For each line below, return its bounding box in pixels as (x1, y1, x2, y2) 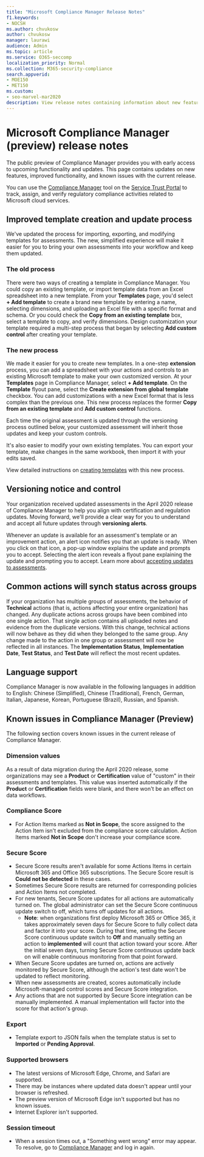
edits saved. (6, 455, 37, 462)
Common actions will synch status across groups (6, 581, 197, 592)
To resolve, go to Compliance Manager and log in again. (15, 1144, 155, 1151)
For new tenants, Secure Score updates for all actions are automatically (15, 895, 194, 902)
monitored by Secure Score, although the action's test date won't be (15, 966, 186, 974)
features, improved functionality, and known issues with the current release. (6, 172, 197, 179)
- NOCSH (6, 20, 26, 26)
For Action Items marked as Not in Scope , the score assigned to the (15, 820, 185, 827)
